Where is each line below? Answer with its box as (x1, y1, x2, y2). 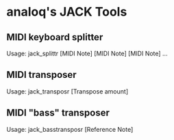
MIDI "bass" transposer (6, 107, 110, 119)
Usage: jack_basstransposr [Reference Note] (6, 125, 134, 133)
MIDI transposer (6, 69, 77, 81)
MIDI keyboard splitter (6, 31, 103, 43)
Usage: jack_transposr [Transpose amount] (6, 87, 128, 96)
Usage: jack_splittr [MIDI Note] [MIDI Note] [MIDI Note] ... (6, 49, 169, 57)
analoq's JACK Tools (6, 4, 127, 20)
